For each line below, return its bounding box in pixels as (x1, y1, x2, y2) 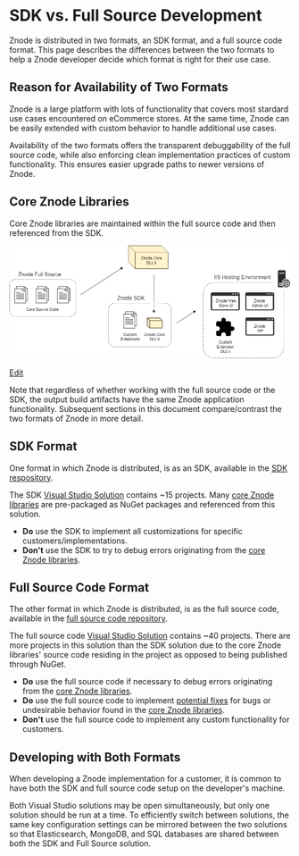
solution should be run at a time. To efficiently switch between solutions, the (9, 810, 290, 820)
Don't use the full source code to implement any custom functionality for (21, 714, 290, 725)
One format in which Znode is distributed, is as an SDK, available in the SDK (9, 462, 288, 474)
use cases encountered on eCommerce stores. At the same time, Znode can (9, 113, 290, 123)
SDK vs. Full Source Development (9, 5, 262, 26)
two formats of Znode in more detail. (9, 413, 144, 424)
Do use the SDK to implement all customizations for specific (21, 525, 244, 536)
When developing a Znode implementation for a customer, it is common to (9, 774, 282, 785)
